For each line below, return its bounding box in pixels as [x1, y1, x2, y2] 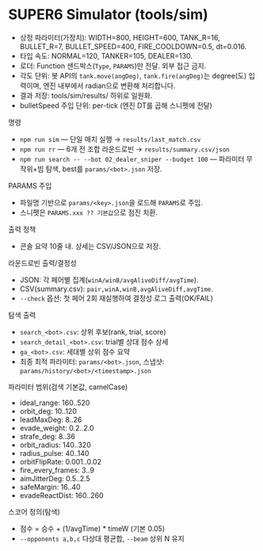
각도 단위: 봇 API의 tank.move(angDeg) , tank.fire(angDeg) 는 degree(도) [19, 71, 247, 80]
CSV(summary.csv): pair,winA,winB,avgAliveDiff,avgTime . [19, 284, 214, 293]
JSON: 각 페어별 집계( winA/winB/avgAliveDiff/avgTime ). [19, 275, 200, 285]
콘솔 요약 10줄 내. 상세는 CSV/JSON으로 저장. [19, 241, 162, 251]
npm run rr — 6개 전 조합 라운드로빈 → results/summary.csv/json [19, 144, 230, 154]
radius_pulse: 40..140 [19, 448, 90, 457]
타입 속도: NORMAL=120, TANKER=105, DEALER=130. [19, 51, 192, 60]
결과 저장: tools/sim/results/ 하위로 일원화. [19, 90, 153, 100]
